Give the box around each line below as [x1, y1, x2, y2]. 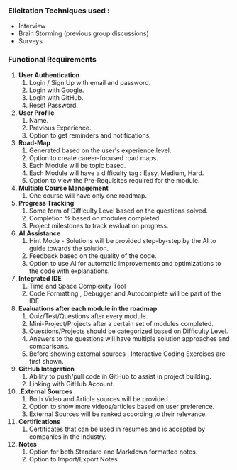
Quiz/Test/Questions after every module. [28, 311, 148, 320]
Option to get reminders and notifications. [28, 130, 151, 140]
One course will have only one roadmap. [28, 191, 148, 200]
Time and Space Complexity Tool [28, 281, 126, 290]
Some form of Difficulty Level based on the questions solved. [28, 206, 208, 215]
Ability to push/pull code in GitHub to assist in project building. [28, 371, 211, 381]
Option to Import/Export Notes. [28, 454, 120, 463]
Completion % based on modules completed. [28, 213, 162, 222]
